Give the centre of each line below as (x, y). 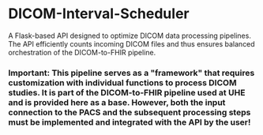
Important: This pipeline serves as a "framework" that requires (131, 73)
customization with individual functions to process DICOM (122, 82)
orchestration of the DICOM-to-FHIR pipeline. (82, 52)
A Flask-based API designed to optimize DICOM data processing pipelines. (130, 36)
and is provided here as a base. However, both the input (117, 102)
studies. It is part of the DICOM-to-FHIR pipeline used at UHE (127, 92)
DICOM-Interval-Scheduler (99, 14)
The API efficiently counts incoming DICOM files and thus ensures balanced (131, 43)
